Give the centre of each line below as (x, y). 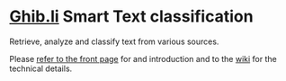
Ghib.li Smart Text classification (131, 17)
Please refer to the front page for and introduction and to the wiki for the (143, 58)
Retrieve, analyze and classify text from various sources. (114, 41)
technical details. (41, 68)
